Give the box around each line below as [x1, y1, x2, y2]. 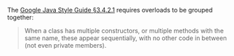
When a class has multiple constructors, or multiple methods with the [24, 27, 224, 35]
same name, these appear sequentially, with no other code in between [24, 34, 227, 42]
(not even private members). [24, 41, 107, 49]
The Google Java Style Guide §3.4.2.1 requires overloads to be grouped [7, 6, 213, 14]
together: [7, 13, 34, 21]
